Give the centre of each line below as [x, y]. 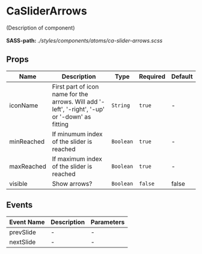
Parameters [108, 222]
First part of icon [75, 87]
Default [182, 76]
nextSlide [23, 242]
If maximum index [77, 159]
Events [20, 205]
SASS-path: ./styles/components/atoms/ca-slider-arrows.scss [84, 40]
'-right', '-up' [85, 109]
